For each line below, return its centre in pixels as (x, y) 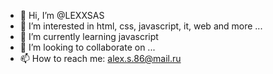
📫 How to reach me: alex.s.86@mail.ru (100, 58)
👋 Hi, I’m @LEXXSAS (62, 15)
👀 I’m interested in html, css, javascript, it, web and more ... (141, 26)
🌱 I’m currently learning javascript (89, 36)
